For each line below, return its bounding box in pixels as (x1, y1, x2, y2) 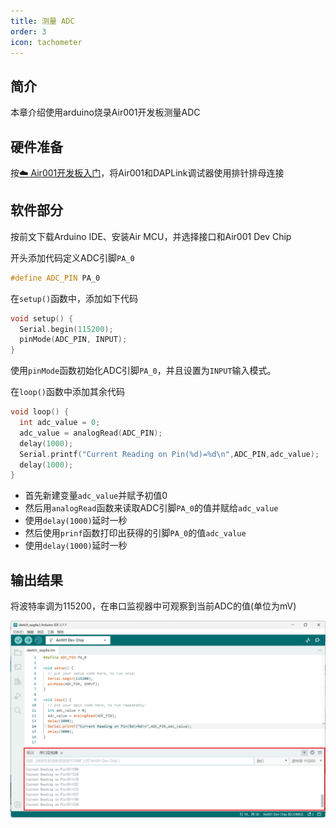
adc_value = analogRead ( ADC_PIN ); (19, 428, 163, 438)
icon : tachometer (10, 37, 83, 47)
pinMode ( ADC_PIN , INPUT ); (19, 335, 128, 345)
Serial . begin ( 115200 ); (19, 324, 114, 334)
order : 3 (10, 26, 47, 37)
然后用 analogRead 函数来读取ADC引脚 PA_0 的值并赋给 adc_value (24, 502, 279, 514)
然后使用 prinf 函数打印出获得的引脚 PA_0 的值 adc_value (24, 527, 247, 539)
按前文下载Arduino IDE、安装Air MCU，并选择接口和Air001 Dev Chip (10, 230, 292, 242)
